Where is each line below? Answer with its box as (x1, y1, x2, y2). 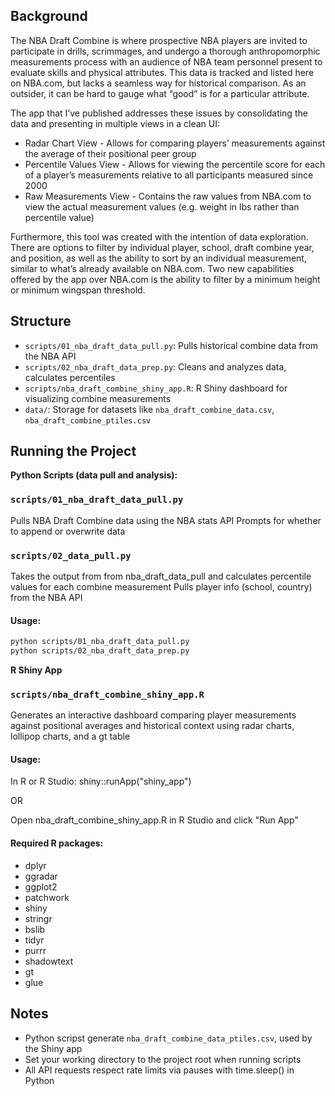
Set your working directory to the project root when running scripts (24, 1053, 302, 1065)
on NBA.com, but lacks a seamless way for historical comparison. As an (10, 77, 307, 89)
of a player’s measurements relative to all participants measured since (24, 169, 314, 181)
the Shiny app (24, 1042, 83, 1054)
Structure (10, 313, 72, 330)
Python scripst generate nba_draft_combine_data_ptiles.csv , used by (24, 1032, 313, 1044)
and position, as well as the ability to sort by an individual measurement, (10, 252, 307, 264)
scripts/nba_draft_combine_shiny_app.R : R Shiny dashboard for (24, 382, 288, 394)
